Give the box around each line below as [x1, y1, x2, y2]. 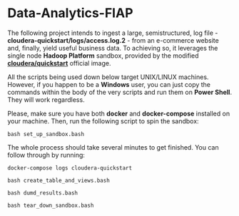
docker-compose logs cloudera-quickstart [7, 164, 133, 172]
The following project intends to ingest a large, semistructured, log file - [7, 29, 218, 37]
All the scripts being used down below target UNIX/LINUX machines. [7, 73, 209, 81]
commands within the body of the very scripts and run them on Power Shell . [7, 88, 233, 96]
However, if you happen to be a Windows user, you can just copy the [7, 80, 211, 88]
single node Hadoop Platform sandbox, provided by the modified [7, 51, 199, 60]
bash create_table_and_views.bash [7, 177, 111, 184]
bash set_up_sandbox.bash [7, 130, 84, 138]
